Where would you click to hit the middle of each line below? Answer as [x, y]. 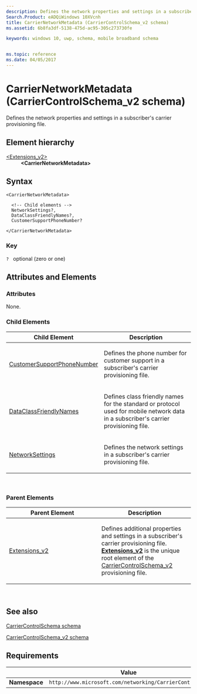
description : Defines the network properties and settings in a [86, 11]
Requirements [32, 656]
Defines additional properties [142, 529]
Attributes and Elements [51, 277]
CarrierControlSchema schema [43, 626]
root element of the [128, 558]
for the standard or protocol [142, 404]
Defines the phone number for [145, 353]
